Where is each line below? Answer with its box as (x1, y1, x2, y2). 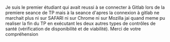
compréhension (5, 31, 38, 37)
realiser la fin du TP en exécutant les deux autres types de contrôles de (5, 20, 156, 26)
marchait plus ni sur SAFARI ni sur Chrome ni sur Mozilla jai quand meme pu (5, 15, 165, 21)
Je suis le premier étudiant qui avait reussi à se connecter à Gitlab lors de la (5, 5, 165, 10)
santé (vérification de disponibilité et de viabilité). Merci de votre (5, 26, 141, 32)
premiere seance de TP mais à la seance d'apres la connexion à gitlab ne (5, 10, 160, 16)
